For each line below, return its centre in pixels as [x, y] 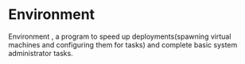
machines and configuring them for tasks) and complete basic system [123, 44]
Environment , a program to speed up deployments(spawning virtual [120, 36]
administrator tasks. [41, 53]
